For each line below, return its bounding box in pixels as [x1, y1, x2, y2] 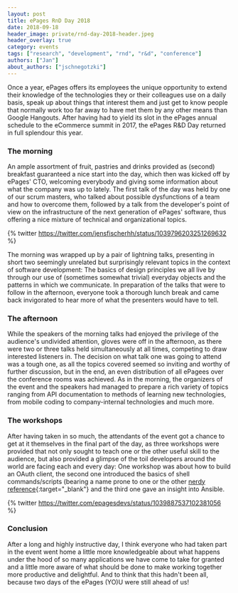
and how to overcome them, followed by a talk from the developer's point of [7, 200, 229, 209]
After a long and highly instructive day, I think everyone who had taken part [7, 540, 227, 548]
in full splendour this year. [7, 128, 83, 137]
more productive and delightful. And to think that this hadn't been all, [7, 570, 209, 579]
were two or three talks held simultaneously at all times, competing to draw [7, 345, 227, 353]
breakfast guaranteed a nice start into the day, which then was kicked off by [7, 169, 230, 178]
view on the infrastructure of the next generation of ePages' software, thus [7, 207, 227, 216]
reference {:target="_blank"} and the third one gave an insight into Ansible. [7, 485, 225, 493]
